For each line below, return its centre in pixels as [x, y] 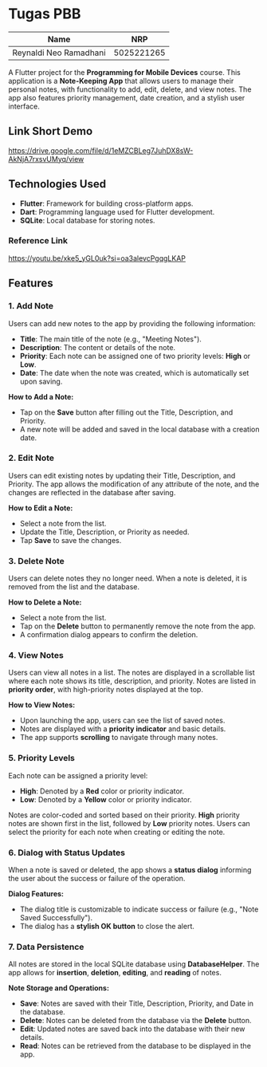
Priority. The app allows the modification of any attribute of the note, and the [134, 484]
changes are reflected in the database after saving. [92, 492]
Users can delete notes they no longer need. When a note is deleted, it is [128, 578]
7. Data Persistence [46, 947]
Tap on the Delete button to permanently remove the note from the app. [138, 626]
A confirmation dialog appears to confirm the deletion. [109, 635]
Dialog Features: [36, 894]
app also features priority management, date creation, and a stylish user [127, 97]
